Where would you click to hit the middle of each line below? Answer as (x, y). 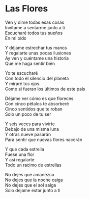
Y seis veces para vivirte (30, 124)
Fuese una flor (20, 154)
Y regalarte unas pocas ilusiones (38, 53)
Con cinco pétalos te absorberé (37, 103)
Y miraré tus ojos (22, 83)
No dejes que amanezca (30, 174)
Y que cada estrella (25, 149)
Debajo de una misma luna (32, 129)
